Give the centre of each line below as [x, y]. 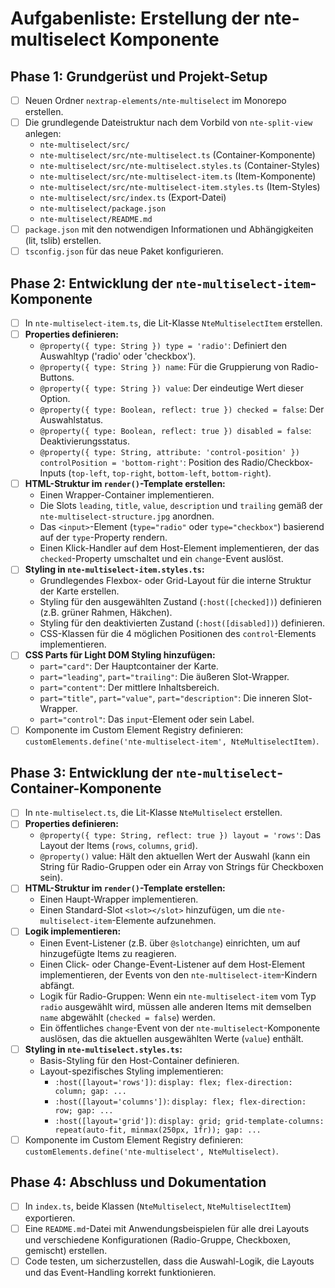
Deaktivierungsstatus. [84, 441]
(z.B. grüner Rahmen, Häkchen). [106, 613]
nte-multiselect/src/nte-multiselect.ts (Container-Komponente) [177, 155]
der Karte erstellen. [79, 591]
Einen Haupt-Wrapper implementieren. [119, 899]
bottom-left [182, 474]
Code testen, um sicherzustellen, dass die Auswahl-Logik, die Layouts [169, 1261]
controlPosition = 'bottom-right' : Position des [139, 463]
